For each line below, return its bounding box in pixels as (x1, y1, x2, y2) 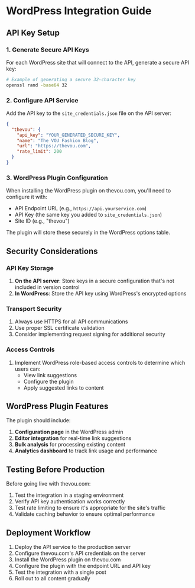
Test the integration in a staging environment (14, 491, 124, 499)
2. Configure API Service (6, 96, 79, 104)
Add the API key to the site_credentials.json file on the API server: (6, 110, 172, 117)
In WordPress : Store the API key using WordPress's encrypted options (14, 290, 187, 297)
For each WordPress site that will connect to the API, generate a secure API (6, 59, 190, 66)
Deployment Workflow (6, 528, 91, 538)
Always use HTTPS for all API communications (14, 318, 128, 325)
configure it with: (6, 194, 47, 201)
